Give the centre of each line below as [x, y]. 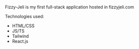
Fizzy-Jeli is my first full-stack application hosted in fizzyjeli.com [69, 7]
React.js [20, 41]
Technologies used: [25, 16]
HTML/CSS [23, 26]
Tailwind [20, 36]
